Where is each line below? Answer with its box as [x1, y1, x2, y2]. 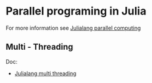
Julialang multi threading [14, 70, 77, 77]
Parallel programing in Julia [5, 4, 147, 18]
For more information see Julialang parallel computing [5, 24, 141, 32]
